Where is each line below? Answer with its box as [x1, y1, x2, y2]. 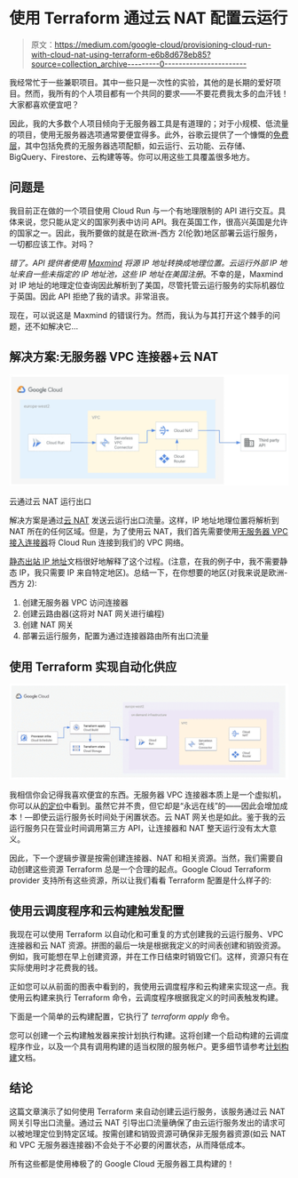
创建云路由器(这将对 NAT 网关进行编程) [21, 608, 165, 619]
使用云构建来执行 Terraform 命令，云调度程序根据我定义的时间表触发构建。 [9, 992, 284, 1003]
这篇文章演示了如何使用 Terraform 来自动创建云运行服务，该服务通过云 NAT [9, 1106, 286, 1117]
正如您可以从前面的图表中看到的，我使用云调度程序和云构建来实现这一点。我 [9, 981, 289, 991]
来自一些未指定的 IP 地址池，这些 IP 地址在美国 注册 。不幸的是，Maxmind [16, 268, 284, 279]
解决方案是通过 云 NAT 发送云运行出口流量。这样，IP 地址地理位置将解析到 [9, 515, 279, 525]
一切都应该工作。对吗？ [9, 238, 95, 249]
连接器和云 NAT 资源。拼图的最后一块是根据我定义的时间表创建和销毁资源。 [9, 940, 286, 950]
